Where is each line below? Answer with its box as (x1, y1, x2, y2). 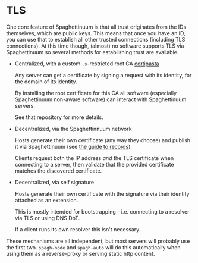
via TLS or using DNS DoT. (14, 214, 80, 221)
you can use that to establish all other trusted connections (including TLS (6, 36, 186, 43)
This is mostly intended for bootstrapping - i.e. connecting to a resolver (14, 208, 190, 215)
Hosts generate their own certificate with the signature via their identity (14, 190, 190, 197)
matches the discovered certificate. (14, 167, 102, 174)
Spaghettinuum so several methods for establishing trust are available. (6, 48, 179, 55)
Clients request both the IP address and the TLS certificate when (14, 154, 174, 161)
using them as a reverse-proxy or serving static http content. (6, 250, 155, 257)
